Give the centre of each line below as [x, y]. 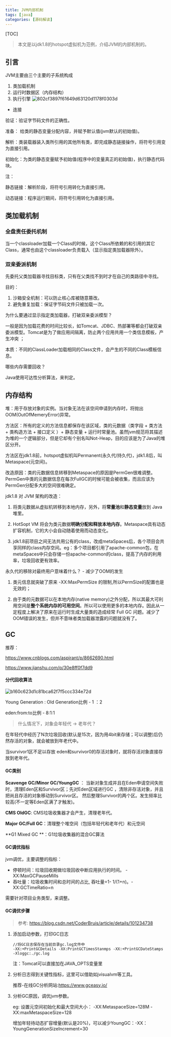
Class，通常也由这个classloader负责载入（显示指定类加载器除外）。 [76, 249]
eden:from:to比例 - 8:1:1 [30, 713]
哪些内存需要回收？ [25, 367]
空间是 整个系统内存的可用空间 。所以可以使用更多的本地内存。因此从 [89, 605]
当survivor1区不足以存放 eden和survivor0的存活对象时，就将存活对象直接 [82, 752]
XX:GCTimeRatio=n [33, 888]
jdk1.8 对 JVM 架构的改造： [34, 496]
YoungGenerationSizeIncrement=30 [50, 1028]
